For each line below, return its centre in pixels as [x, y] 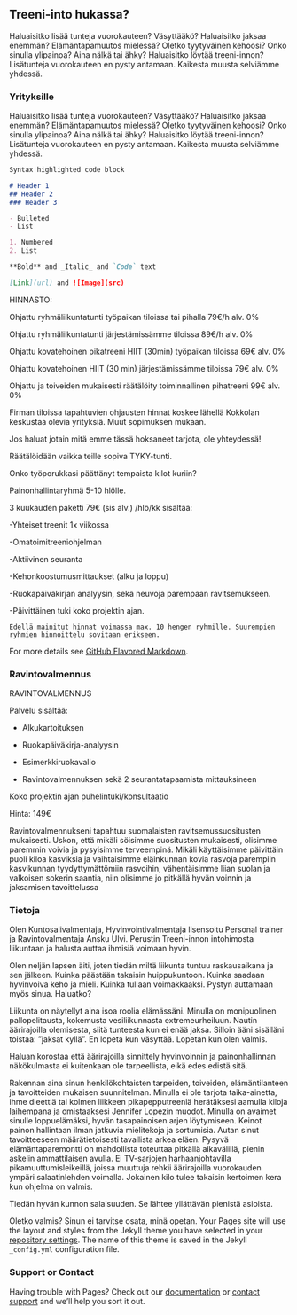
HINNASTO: [31, 300]
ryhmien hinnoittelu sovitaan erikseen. [85, 634]
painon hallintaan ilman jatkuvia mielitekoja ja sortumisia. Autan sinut [134, 1131]
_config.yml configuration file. [64, 1249]
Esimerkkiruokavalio [59, 763]
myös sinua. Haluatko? [50, 994]
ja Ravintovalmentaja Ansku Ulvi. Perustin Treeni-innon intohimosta [132, 939]
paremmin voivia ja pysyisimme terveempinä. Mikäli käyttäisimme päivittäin [146, 849]
